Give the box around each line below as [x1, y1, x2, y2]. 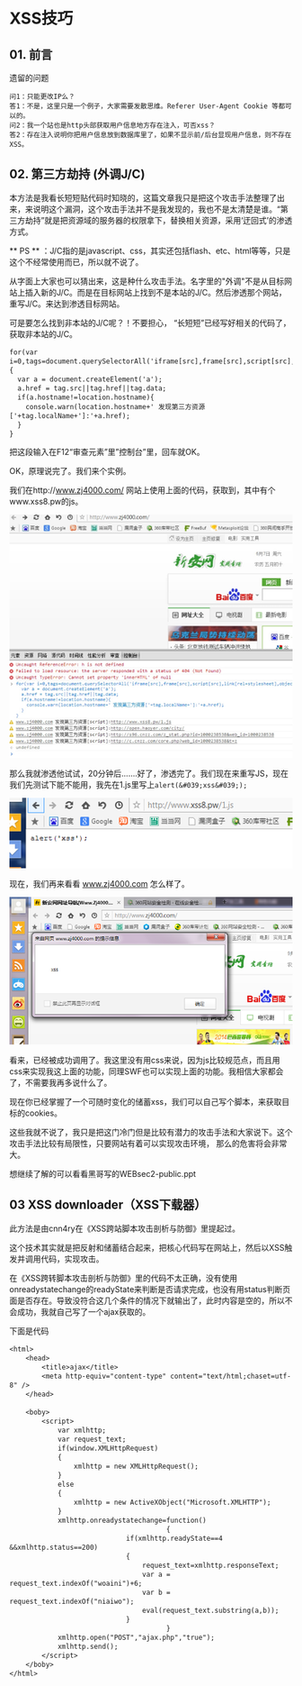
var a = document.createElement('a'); [17, 375, 164, 384]
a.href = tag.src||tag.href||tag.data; [17, 384, 167, 393]
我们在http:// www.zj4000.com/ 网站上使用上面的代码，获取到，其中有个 [9, 484, 276, 496]
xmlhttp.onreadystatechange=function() [57, 1516, 207, 1525]
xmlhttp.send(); [57, 1642, 119, 1651]
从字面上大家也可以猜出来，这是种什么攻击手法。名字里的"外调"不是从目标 [9, 276, 285, 287]
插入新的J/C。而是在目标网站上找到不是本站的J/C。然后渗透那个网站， [24, 287, 287, 297]
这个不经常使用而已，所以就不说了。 [9, 256, 144, 267]
